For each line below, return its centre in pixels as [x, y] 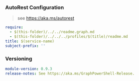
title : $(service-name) [30, 41]
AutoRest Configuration [35, 7]
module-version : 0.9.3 [29, 69]
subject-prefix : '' [25, 46]
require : [14, 27]
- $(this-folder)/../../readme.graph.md [52, 32]
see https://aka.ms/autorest [46, 18]
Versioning [19, 59]
